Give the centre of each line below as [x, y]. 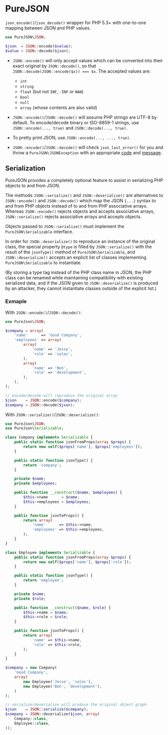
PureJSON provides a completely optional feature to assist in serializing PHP [84, 180]
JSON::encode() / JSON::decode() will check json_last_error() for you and [88, 147]
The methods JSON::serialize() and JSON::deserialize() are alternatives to [84, 196]
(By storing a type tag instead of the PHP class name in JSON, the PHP [78, 272]
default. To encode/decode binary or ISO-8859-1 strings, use [76, 122]
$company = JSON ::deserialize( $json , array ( [52, 714]
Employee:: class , [32, 723]
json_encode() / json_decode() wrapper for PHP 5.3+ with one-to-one [76, 23]
